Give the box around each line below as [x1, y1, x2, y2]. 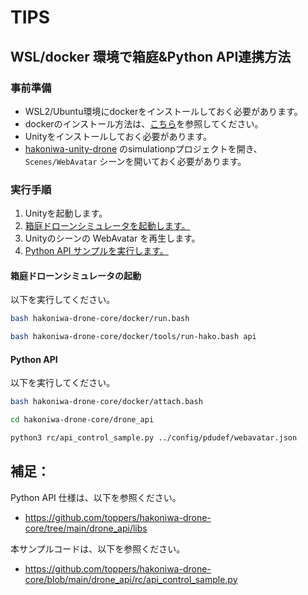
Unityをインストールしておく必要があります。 [24, 130, 213, 142]
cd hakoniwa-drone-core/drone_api [10, 415, 155, 425]
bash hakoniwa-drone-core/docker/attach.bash [10, 397, 203, 407]
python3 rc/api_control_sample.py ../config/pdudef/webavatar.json [10, 433, 298, 443]
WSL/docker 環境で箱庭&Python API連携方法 [10, 48, 292, 65]
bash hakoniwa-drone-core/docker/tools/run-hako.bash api [10, 332, 257, 342]
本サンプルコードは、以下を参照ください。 [10, 542, 186, 555]
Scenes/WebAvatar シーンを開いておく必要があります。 [24, 155, 247, 167]
